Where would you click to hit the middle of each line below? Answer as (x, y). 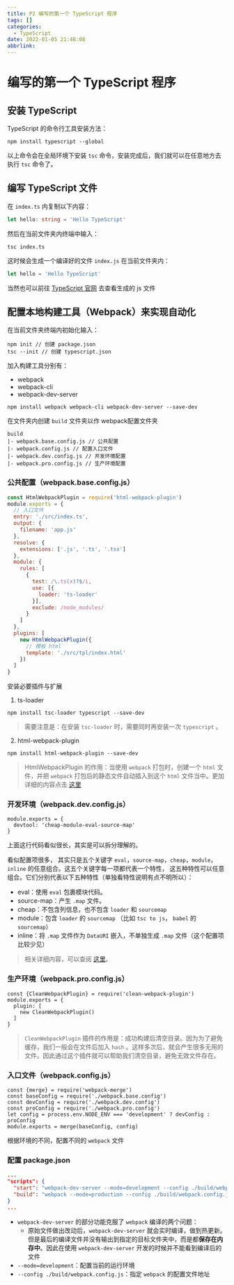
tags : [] (20, 20)
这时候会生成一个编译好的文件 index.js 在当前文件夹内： (89, 260)
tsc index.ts (26, 247)
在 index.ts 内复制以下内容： (49, 206)
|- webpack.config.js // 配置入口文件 (60, 449)
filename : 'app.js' (48, 530)
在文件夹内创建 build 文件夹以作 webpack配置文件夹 (83, 421)
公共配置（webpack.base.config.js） (71, 482)
